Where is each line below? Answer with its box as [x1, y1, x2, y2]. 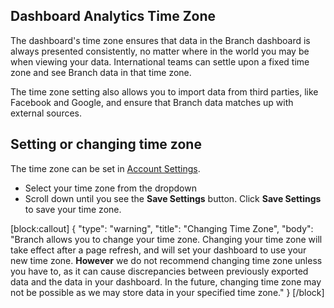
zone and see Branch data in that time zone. [10, 66, 192, 78]
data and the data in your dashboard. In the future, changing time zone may [10, 275, 322, 288]
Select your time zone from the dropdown [24, 182, 197, 194]
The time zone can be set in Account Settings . [10, 162, 201, 174]
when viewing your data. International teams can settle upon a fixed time [10, 55, 310, 68]
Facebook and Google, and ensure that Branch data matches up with [10, 96, 294, 108]
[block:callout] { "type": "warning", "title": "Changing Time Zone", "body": [10, 222, 314, 234]
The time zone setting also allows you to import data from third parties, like [10, 85, 319, 98]
